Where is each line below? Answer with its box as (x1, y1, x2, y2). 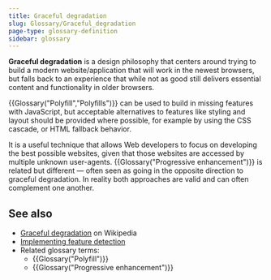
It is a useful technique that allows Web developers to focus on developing (8, 140, 257, 150)
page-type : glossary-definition (8, 27, 118, 35)
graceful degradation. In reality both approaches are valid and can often (8, 174, 249, 184)
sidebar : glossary (8, 34, 71, 43)
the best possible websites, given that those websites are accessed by (8, 149, 245, 158)
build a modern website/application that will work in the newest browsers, (8, 66, 255, 75)
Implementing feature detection (19, 237, 126, 247)
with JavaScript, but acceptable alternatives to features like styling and (8, 107, 246, 117)
